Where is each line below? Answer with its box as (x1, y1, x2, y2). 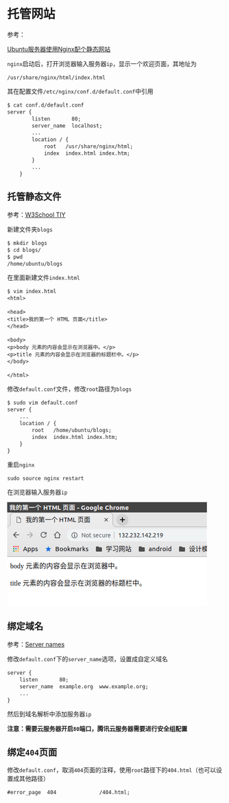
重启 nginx (7, 460, 35, 469)
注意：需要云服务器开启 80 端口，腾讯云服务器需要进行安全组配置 (7, 724, 188, 733)
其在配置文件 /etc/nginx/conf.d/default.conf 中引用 (7, 87, 154, 95)
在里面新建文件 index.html (7, 273, 80, 281)
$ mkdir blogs (7, 239, 48, 246)
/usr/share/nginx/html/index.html (7, 74, 106, 81)
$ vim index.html (7, 288, 57, 295)
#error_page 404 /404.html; (7, 789, 130, 796)
